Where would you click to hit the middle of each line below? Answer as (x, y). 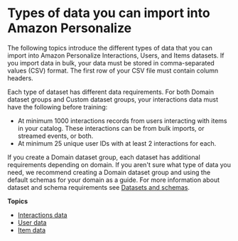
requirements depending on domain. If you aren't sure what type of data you (119, 164)
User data (32, 223)
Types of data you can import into (109, 13)
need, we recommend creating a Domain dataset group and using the (109, 172)
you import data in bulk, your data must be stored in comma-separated (111, 63)
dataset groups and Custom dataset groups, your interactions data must (113, 99)
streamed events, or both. (55, 136)
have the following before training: (58, 107)
